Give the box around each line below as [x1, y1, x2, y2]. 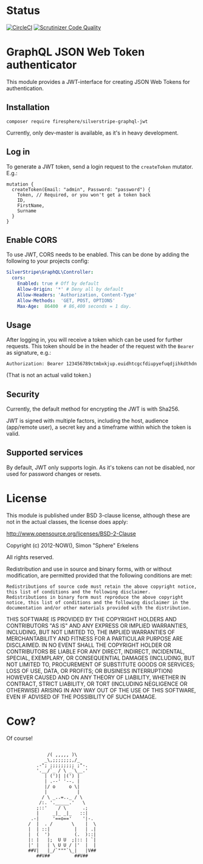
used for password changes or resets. [6, 470, 101, 478]
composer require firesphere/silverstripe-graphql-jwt [6, 118, 148, 125]
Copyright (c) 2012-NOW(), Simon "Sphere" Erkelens [6, 542, 139, 549]
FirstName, [17, 202, 45, 209]
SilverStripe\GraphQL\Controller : [6, 269, 94, 276]
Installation [6, 102, 50, 113]
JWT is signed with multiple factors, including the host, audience [6, 417, 169, 425]
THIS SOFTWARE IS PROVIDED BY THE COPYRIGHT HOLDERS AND [6, 615, 177, 622]
